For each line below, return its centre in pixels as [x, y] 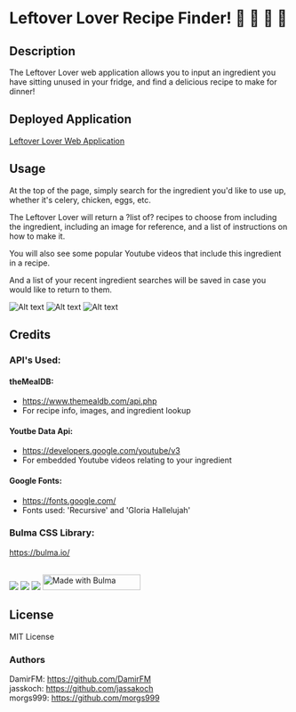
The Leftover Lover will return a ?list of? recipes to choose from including [143, 217]
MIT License [32, 636]
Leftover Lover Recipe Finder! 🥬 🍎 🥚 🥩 [148, 18]
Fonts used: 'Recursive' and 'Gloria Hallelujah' [106, 510]
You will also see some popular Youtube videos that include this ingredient [145, 253]
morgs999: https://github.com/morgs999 [84, 698]
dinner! [22, 91]
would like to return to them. [61, 290]
